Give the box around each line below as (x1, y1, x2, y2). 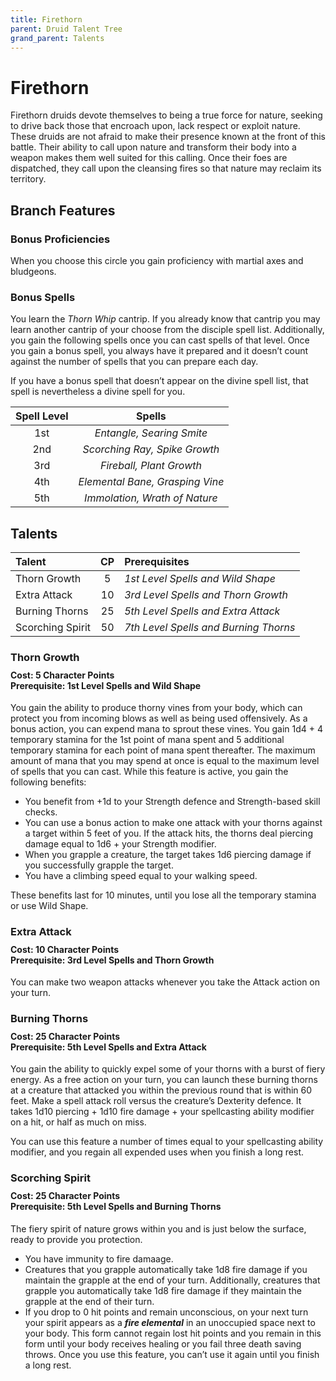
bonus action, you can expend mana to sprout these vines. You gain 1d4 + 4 (10, 723, 324, 735)
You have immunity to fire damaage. (24, 1252, 174, 1265)
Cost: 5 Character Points (10, 669, 115, 681)
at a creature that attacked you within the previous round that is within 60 (10, 1084, 313, 1096)
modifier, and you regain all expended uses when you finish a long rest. (10, 1146, 305, 1158)
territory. (10, 173, 47, 185)
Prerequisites (124, 555, 190, 569)
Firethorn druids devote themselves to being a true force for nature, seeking (10, 109, 323, 121)
